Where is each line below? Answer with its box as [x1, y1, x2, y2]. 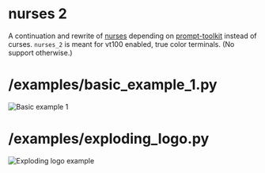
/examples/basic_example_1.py [8, 76, 218, 94]
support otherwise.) [8, 48, 73, 57]
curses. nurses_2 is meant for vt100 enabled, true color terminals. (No [8, 39, 235, 48]
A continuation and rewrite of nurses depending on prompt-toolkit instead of [8, 31, 257, 40]
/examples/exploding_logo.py [8, 130, 210, 148]
